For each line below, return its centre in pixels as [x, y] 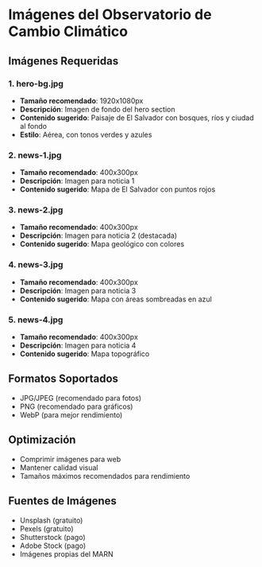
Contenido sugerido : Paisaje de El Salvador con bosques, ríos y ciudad [137, 118]
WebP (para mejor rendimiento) [71, 414]
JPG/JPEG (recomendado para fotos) [80, 398]
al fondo [33, 126]
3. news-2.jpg [36, 210]
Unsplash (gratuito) [51, 520]
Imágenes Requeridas [64, 61]
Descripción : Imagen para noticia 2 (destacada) [98, 235]
